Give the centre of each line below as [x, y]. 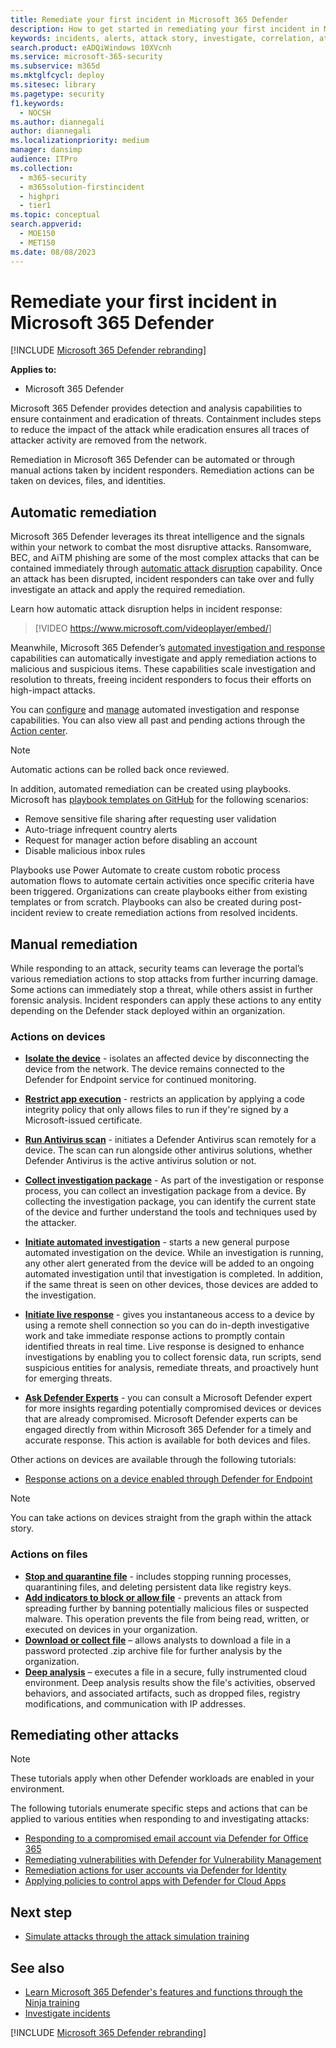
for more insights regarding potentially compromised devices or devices [173, 1408]
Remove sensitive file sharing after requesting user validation [150, 819]
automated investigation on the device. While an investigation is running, [174, 1253]
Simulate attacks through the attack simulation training [137, 1937]
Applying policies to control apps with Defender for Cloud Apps [155, 1881]
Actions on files [49, 1554]
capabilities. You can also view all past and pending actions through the [158, 720]
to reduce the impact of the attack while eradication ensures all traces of [160, 430]
